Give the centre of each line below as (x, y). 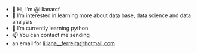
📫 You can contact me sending (51, 35)
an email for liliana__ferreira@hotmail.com (63, 43)
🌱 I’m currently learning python (50, 28)
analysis (22, 22)
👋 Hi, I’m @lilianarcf (36, 9)
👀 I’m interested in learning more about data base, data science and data (101, 15)
